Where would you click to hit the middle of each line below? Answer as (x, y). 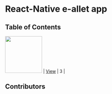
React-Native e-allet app (56, 9)
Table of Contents (33, 27)
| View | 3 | (54, 71)
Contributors (25, 87)
